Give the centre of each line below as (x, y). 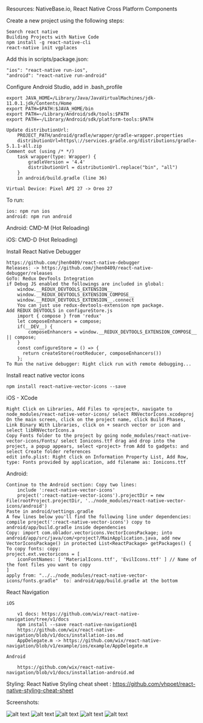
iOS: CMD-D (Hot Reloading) (42, 240)
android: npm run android (39, 216)
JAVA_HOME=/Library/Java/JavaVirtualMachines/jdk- (91, 98)
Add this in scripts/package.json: (47, 59)
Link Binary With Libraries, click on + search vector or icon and (94, 425)
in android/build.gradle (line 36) (62, 178)
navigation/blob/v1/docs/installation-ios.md (65, 635)
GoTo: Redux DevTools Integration (50, 279)
